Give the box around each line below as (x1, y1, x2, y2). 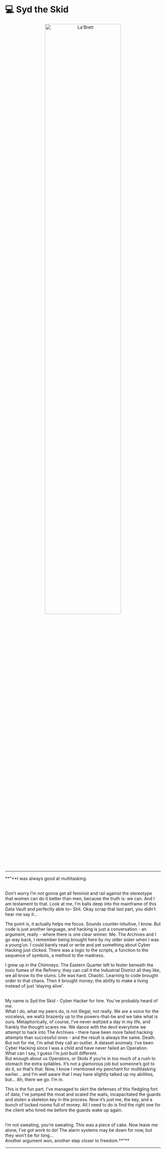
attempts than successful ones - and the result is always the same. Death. (5, 1034, 156, 1040)
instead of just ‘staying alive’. (5, 983, 64, 988)
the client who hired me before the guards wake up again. (5, 1107, 123, 1113)
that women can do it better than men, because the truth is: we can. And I (5, 895, 155, 902)
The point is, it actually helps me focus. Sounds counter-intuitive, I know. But (5, 921, 161, 927)
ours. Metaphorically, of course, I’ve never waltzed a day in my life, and (5, 1019, 151, 1025)
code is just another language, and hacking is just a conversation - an (5, 926, 147, 932)
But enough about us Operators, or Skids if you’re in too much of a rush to (5, 1055, 156, 1061)
